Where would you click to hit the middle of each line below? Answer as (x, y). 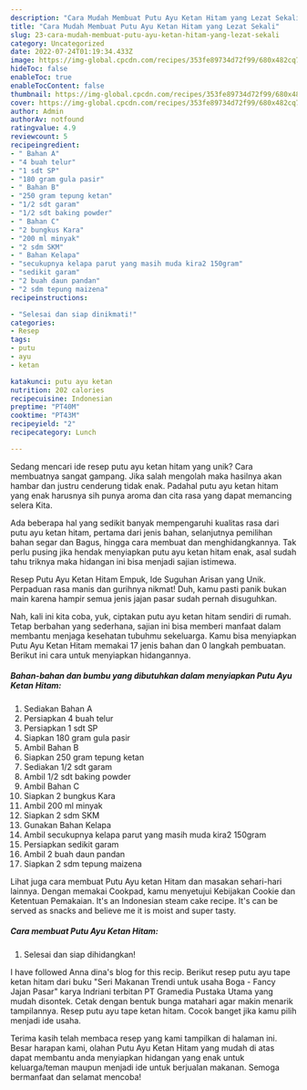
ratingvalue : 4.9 (43, 129)
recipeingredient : (45, 145)
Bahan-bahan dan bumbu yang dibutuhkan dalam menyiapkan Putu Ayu (151, 676)
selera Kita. (31, 505)
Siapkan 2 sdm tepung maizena (82, 864)
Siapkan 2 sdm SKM (61, 815)
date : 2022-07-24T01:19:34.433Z (72, 52)
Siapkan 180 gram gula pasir (77, 737)
